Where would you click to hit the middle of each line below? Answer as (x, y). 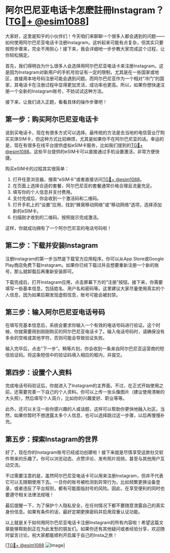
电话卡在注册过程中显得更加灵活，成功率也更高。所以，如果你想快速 (89, 84)
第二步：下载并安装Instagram (52, 246)
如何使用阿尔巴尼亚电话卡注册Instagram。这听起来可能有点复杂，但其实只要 (84, 42)
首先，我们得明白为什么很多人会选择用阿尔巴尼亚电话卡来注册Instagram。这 (84, 66)
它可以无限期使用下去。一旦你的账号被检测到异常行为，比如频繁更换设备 (80, 482)
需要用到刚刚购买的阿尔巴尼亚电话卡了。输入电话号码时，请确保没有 (94, 331)
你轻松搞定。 (18, 55)
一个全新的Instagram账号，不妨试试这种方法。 (58, 91)
